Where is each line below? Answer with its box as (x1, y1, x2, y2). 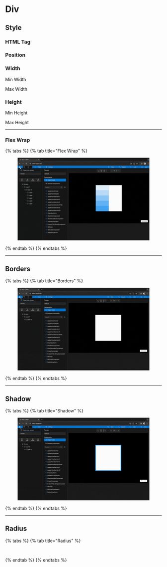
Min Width (5, 76, 26, 82)
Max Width (5, 86, 27, 92)
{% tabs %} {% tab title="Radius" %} (5, 538, 81, 544)
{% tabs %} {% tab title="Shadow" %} (5, 407, 83, 413)
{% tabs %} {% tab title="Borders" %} (5, 278, 83, 284)
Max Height (5, 120, 29, 126)
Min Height (5, 110, 28, 116)
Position (5, 51, 26, 58)
